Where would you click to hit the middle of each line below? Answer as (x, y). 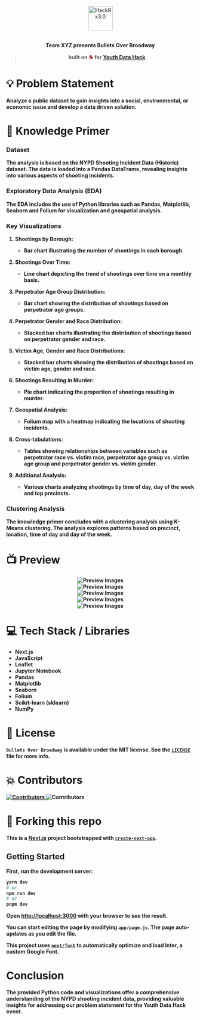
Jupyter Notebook (38, 671)
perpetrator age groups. (54, 310)
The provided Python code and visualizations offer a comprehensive (93, 992)
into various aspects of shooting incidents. (61, 175)
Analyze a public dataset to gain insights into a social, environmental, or (97, 101)
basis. (32, 280)
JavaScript (29, 658)
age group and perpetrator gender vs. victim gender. (90, 464)
